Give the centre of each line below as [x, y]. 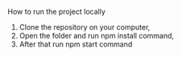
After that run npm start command [76, 44]
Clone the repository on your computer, [85, 27]
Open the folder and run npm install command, [97, 36]
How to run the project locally [57, 12]
